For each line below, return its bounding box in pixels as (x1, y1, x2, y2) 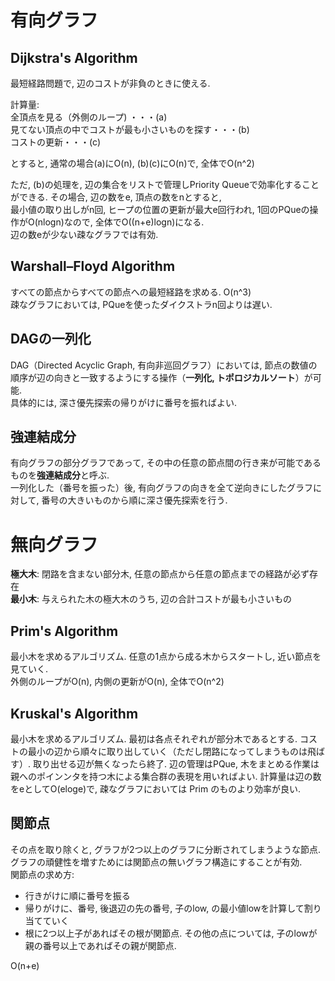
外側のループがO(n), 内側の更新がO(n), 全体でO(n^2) (10, 676, 225, 688)
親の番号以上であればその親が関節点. (24, 939, 177, 951)
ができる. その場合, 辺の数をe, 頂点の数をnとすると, (10, 191, 222, 203)
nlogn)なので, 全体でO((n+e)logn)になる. (37, 216, 205, 228)
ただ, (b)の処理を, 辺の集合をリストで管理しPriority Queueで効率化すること (10, 179, 320, 190)
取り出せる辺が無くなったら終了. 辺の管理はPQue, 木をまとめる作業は (32, 758, 320, 770)
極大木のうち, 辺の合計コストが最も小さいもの (102, 593, 292, 605)
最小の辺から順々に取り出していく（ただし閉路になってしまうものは (27, 746, 308, 757)
